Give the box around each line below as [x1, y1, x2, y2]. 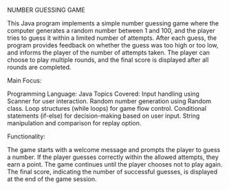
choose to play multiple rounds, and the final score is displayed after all [7, 56, 209, 64]
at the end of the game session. [7, 175, 97, 183]
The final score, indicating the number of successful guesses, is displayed [7, 168, 218, 176]
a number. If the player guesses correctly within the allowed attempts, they [7, 153, 219, 161]
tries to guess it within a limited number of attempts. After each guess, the [7, 34, 217, 42]
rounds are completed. [7, 63, 72, 71]
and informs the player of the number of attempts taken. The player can [7, 48, 210, 56]
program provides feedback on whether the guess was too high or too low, [7, 41, 219, 49]
